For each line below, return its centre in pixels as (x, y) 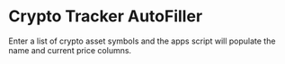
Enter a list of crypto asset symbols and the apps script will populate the (142, 41)
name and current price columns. (70, 50)
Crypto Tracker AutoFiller (106, 16)
